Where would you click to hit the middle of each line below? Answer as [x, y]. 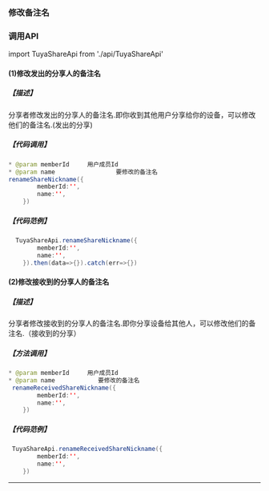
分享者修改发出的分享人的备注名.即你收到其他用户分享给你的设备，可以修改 [132, 114]
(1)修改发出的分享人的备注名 [55, 73]
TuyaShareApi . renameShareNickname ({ [76, 240]
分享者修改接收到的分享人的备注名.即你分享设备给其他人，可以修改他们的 [129, 323]
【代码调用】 [29, 145]
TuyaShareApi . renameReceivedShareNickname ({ [87, 449]
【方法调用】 [29, 353]
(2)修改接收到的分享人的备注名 [59, 282]
